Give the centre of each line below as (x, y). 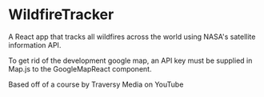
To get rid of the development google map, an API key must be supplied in (130, 60)
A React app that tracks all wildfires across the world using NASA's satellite (132, 37)
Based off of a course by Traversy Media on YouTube (96, 84)
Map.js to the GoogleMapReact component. (80, 68)
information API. (35, 45)
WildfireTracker (61, 15)
